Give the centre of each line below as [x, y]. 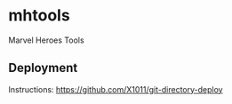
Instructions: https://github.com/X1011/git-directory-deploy [116, 89]
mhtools [39, 16]
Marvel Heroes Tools [47, 40]
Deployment [43, 68]
